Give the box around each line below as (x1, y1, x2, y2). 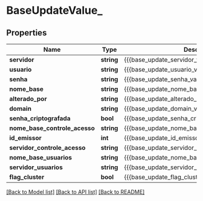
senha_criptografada (9, 114, 71, 122)
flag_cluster (9, 173, 45, 181)
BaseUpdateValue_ (6, 4, 103, 17)
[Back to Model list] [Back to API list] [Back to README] (6, 188, 145, 196)
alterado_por (9, 94, 47, 103)
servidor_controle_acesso (9, 144, 86, 152)
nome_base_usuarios (9, 153, 72, 161)
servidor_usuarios (9, 163, 63, 172)
